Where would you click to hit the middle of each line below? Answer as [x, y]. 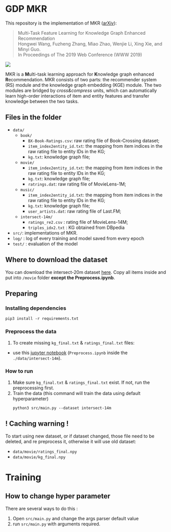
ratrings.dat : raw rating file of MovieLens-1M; [77, 184]
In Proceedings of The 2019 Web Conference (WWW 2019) [80, 55]
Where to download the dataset [56, 260]
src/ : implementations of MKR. [45, 233]
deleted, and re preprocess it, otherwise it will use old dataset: [71, 441]
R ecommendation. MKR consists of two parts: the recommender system [81, 79]
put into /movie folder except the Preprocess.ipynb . [60, 277]
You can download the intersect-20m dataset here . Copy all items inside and [86, 272]
